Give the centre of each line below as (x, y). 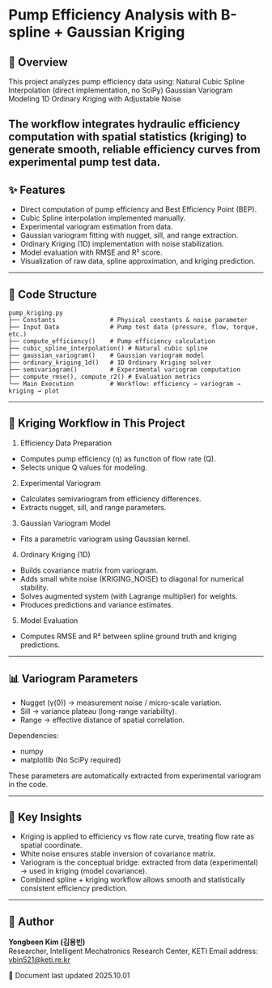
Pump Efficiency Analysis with (113, 15)
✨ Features (37, 189)
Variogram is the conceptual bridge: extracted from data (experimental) (139, 862)
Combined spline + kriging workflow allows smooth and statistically (132, 880)
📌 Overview (38, 62)
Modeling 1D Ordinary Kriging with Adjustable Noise (95, 99)
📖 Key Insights (45, 817)
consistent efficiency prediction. (74, 888)
